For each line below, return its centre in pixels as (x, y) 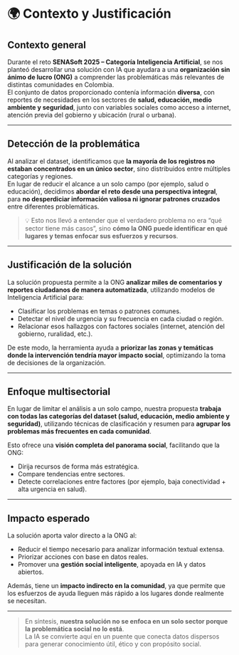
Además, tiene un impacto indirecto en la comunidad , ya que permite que (116, 586)
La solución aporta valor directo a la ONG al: (72, 535)
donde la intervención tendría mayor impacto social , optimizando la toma (117, 355)
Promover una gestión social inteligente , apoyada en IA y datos (112, 565)
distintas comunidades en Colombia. (61, 85)
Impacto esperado (49, 518)
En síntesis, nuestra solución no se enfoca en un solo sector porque (126, 622)
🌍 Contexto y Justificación (90, 14)
